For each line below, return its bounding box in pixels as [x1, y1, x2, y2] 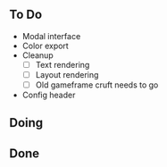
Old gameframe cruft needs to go [35, 79, 159, 90]
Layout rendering [35, 69, 99, 79]
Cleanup [21, 49, 54, 61]
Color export [21, 40, 69, 51]
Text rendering [35, 59, 90, 70]
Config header [21, 89, 76, 100]
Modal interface [21, 30, 81, 41]
